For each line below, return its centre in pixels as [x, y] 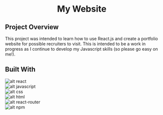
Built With [20, 69]
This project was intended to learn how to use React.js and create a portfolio [81, 38]
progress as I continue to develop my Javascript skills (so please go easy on [81, 49]
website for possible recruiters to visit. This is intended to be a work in [75, 44]
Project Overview [32, 27]
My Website [82, 9]
